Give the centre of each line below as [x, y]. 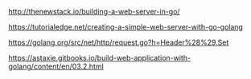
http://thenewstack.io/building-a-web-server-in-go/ [94, 12]
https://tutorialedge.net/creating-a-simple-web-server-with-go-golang [126, 27]
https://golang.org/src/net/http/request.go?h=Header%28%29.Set [119, 42]
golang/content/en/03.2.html [56, 66]
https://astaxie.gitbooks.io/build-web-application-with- [100, 58]
